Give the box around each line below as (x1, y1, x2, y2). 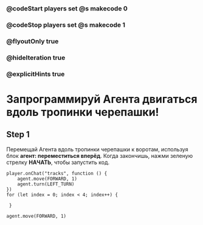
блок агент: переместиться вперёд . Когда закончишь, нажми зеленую (6, 152, 193, 159)
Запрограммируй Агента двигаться (6, 92, 198, 106)
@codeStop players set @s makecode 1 (6, 20, 126, 29)
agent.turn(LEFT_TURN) (17, 181, 75, 187)
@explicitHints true (6, 70, 65, 78)
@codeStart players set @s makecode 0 (6, 4, 128, 13)
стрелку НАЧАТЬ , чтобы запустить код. (6, 159, 110, 166)
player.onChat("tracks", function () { (6, 170, 108, 176)
